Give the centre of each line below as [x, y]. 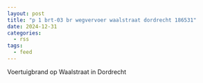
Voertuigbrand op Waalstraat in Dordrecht [67, 72]
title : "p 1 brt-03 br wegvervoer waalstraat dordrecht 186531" [102, 20]
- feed [23, 53]
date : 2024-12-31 [32, 26]
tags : [15, 46]
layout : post [26, 13]
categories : [24, 33]
